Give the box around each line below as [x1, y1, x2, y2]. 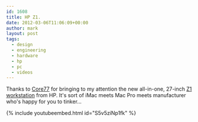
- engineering [11, 47, 46, 53]
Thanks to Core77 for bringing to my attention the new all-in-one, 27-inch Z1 [6, 85, 192, 92]
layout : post [6, 31, 38, 37]
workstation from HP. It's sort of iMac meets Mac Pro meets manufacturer [6, 92, 186, 99]
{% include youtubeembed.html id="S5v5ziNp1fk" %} [6, 110, 137, 117]
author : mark [6, 25, 38, 31]
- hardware [11, 53, 38, 59]
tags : [6, 36, 20, 42]
